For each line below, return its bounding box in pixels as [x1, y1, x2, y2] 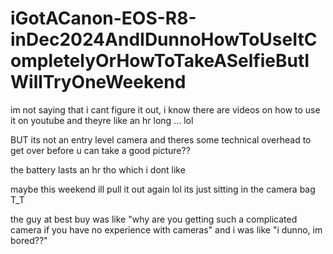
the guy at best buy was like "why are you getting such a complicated [10, 213, 298, 225]
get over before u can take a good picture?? [10, 144, 191, 156]
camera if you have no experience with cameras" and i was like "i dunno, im [10, 223, 323, 236]
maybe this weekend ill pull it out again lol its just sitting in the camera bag [10, 183, 316, 195]
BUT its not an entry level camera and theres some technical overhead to [10, 133, 312, 146]
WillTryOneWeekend [10, 71, 187, 94]
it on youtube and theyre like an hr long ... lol [10, 114, 194, 126]
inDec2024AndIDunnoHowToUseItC [10, 28, 318, 51]
